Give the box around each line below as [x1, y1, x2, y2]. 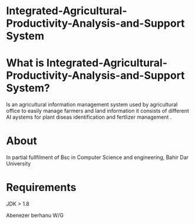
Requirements [6, 181, 77, 194]
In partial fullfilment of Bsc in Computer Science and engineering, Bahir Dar [6, 154, 189, 161]
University [6, 160, 31, 167]
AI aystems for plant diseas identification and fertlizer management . [6, 113, 172, 121]
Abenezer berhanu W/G [6, 212, 64, 219]
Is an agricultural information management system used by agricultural [6, 101, 178, 108]
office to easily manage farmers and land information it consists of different [6, 108, 190, 115]
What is [6, 56, 44, 70]
